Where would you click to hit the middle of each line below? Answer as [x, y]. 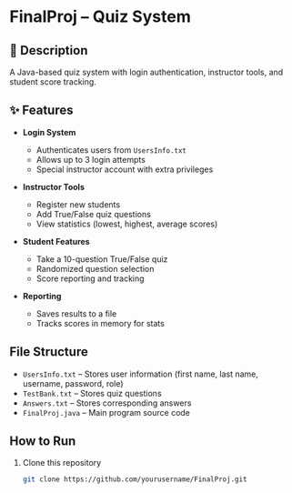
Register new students [78, 204]
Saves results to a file [76, 313]
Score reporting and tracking [90, 278]
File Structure [49, 352]
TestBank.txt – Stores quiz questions [92, 393]
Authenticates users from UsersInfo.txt [111, 150]
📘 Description [49, 50]
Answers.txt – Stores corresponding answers [107, 403]
